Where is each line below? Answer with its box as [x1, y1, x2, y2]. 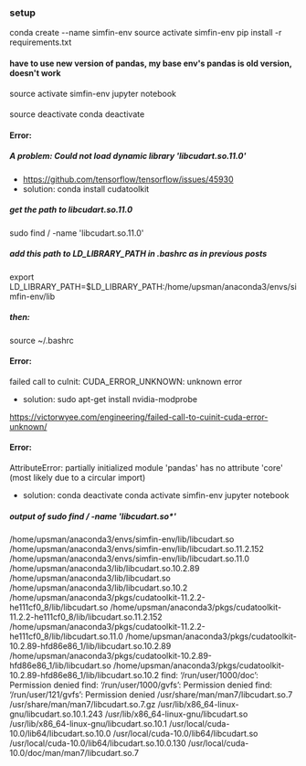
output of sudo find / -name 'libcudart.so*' [9, 510, 176, 522]
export [9, 271, 35, 282]
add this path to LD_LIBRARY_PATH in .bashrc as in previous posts [9, 249, 268, 260]
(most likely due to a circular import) [9, 472, 146, 483]
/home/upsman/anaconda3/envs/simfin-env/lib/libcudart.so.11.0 [9, 553, 249, 564]
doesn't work [9, 67, 61, 79]
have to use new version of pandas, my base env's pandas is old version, [9, 58, 292, 69]
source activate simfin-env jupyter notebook [9, 88, 176, 99]
